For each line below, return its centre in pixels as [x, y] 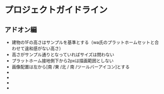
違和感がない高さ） [44, 48]
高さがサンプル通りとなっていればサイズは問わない [63, 55]
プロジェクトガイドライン [56, 10]
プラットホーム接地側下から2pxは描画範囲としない [62, 61]
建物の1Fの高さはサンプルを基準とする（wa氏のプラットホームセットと [83, 42]
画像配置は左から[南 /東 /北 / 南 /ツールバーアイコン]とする [71, 67]
